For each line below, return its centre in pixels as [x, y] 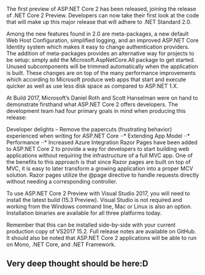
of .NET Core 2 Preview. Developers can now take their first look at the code [103, 15]
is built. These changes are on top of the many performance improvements [101, 73]
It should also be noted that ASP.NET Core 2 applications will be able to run [102, 238]
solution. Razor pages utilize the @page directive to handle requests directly [103, 175]
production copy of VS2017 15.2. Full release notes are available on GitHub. [101, 231]
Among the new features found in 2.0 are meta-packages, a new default [98, 34]
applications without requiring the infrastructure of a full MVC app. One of [100, 155]
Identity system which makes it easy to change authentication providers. [98, 47]
